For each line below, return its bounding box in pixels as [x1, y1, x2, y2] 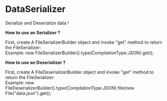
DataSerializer [5, 3, 66, 15]
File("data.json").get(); [5, 90, 52, 96]
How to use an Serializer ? [5, 29, 61, 35]
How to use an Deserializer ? [5, 59, 66, 65]
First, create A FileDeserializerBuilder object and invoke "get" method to [5, 69, 154, 75]
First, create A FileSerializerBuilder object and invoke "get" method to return [5, 39, 162, 45]
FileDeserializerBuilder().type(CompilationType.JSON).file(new [5, 85, 134, 91]
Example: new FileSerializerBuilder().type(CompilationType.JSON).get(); [5, 50, 154, 56]
